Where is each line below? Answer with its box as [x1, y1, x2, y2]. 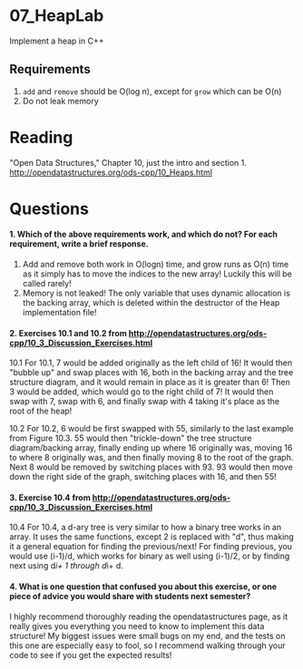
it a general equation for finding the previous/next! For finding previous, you [9, 541, 293, 552]
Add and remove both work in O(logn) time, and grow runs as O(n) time [22, 259, 289, 270]
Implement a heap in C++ [9, 35, 104, 46]
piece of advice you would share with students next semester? [9, 591, 251, 602]
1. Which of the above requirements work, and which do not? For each [9, 228, 279, 240]
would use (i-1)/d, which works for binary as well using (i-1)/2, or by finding [9, 550, 290, 562]
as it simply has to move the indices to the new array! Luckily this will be [22, 268, 292, 279]
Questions [9, 199, 89, 218]
